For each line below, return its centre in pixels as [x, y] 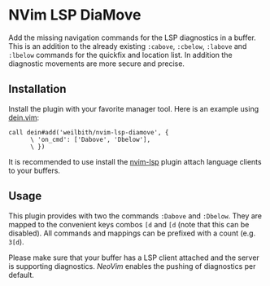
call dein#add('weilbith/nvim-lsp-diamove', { [89, 132]
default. [22, 275]
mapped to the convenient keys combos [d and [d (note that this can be [129, 224]
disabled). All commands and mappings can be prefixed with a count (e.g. [132, 233]
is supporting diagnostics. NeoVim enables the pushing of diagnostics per [132, 266]
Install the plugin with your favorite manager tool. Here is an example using [133, 108]
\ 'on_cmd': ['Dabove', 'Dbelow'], [90, 139]
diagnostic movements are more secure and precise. [97, 64]
